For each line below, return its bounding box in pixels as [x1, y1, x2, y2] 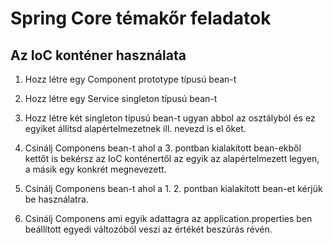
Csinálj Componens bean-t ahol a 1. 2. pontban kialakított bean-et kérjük [24, 183, 323, 194]
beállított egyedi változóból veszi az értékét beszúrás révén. [24, 223, 273, 235]
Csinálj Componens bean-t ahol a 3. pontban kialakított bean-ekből [24, 142, 302, 154]
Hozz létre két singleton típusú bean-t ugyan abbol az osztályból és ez [24, 112, 316, 124]
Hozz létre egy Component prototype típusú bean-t [24, 73, 237, 85]
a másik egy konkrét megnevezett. [24, 163, 167, 175]
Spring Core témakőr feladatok [10, 7, 272, 30]
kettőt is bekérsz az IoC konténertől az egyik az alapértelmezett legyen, [24, 153, 320, 164]
